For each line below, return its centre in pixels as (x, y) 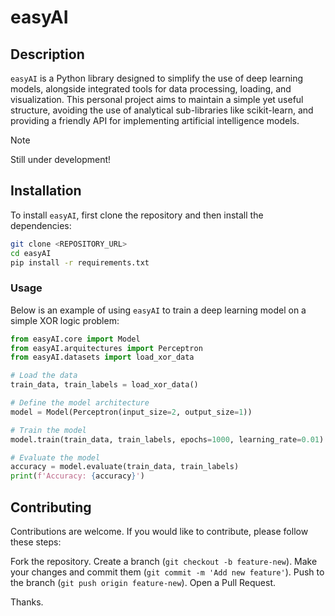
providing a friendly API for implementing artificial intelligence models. (155, 120)
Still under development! (61, 159)
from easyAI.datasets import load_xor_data (102, 357)
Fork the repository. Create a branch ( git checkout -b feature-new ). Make (164, 562)
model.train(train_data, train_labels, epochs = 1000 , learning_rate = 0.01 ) (167, 439)
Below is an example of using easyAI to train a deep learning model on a (158, 310)
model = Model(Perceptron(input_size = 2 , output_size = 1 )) (131, 412)
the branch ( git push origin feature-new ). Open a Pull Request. (143, 583)
